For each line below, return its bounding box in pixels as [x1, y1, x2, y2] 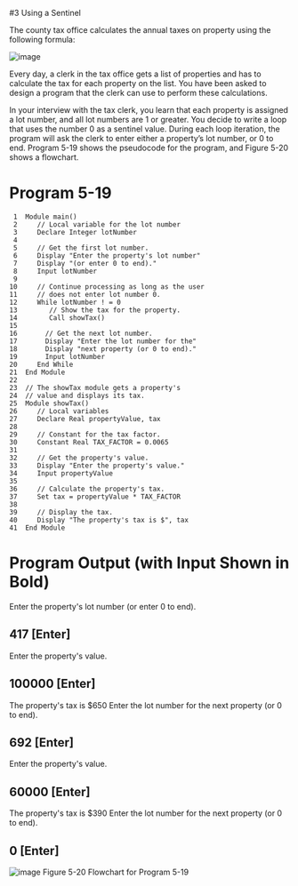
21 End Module [9, 368, 66, 377]
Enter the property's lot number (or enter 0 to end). [9, 601, 197, 611]
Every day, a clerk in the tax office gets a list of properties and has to [9, 68, 262, 79]
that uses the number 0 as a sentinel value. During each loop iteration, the [9, 124, 280, 134]
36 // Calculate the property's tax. [9, 484, 165, 493]
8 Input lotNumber [12, 267, 98, 275]
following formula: [9, 35, 76, 44]
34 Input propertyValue [9, 468, 114, 478]
